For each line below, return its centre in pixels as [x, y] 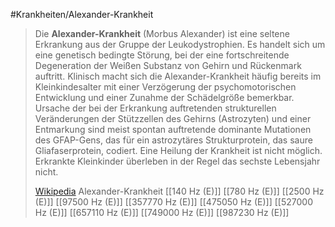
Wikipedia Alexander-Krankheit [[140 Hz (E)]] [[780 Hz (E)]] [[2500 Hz [179, 191]
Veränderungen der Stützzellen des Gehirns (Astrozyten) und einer [173, 118]
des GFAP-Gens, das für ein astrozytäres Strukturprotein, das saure [173, 140]
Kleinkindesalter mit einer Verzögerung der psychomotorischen [165, 87]
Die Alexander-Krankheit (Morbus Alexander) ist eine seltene [162, 33]
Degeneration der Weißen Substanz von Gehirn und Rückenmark [168, 65]
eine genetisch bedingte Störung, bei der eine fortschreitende [162, 55]
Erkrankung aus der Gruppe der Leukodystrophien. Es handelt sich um [180, 44]
